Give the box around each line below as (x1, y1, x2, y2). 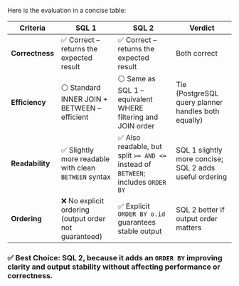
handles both (175, 106, 220, 116)
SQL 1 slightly (175, 145, 223, 155)
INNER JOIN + (60, 94, 108, 104)
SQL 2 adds (175, 163, 216, 173)
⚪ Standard (60, 83, 101, 92)
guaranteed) (60, 232, 103, 241)
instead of (117, 160, 152, 169)
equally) (175, 115, 203, 125)
